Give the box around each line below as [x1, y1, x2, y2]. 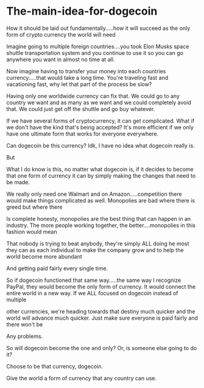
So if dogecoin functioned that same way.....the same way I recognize [6, 276, 181, 284]
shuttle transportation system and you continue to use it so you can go [6, 49, 184, 56]
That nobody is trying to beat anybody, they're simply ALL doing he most [6, 240, 189, 247]
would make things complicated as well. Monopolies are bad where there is [6, 196, 195, 204]
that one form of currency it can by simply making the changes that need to [6, 172, 196, 179]
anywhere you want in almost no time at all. [6, 56, 115, 63]
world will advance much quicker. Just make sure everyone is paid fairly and [6, 314, 198, 322]
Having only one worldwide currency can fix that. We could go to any [6, 92, 180, 99]
